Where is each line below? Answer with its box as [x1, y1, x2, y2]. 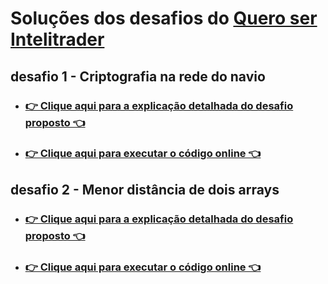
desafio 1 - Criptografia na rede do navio [10, 68, 266, 85]
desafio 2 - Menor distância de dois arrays [10, 181, 280, 198]
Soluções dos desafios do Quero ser [10, 7, 318, 30]
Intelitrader [10, 28, 105, 51]
